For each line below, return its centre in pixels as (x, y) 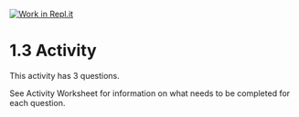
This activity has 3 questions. (65, 75)
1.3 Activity (53, 51)
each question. (37, 102)
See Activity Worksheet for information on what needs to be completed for (150, 93)
